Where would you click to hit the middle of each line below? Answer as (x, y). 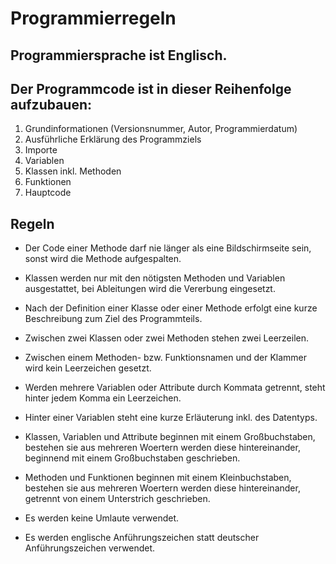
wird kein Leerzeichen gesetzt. (88, 368)
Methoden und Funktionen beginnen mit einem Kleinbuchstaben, (158, 478)
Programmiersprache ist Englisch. (119, 55)
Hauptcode (48, 193)
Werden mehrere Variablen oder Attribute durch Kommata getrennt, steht (175, 388)
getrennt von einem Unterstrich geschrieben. (117, 499)
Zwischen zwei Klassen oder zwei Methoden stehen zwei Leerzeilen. (167, 338)
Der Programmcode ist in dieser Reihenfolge (151, 88)
